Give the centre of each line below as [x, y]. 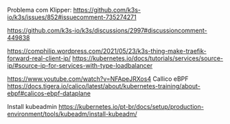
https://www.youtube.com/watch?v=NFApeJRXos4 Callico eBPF [98, 79]
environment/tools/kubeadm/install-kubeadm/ [72, 114]
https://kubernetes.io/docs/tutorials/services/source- [148, 58]
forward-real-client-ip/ [39, 58]
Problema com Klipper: [39, 10]
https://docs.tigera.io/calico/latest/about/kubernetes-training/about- [104, 86]
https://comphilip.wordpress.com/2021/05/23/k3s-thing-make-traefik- [107, 51]
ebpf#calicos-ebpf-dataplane [49, 93]
